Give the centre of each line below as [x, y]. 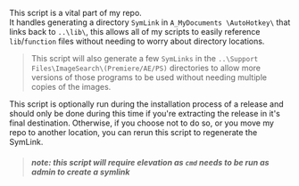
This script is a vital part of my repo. [76, 13]
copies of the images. [71, 87]
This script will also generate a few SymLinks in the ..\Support [145, 58]
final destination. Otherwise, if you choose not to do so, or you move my [142, 123]
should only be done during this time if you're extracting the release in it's [145, 113]
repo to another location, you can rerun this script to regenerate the [133, 132]
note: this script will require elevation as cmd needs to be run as [150, 162]
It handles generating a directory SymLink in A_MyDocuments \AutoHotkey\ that [150, 22]
